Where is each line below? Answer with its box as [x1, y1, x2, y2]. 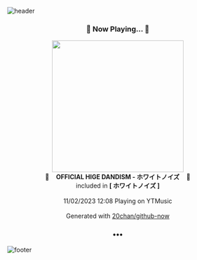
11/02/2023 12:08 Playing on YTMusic [62, 197, 173, 205]
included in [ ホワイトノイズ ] [76, 181, 160, 190]
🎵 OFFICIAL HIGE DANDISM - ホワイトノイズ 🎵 [45, 173, 191, 181]
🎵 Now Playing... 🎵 [86, 24, 150, 34]
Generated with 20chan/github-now [66, 212, 170, 221]
